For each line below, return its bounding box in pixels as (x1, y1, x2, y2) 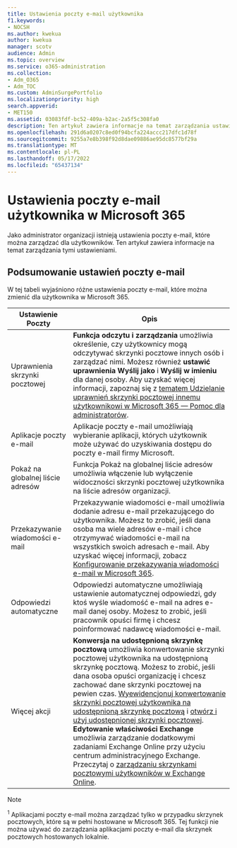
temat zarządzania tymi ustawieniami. (7, 246, 118, 254)
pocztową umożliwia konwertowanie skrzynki (73, 644, 224, 654)
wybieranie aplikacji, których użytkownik (73, 430, 207, 440)
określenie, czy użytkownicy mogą (73, 339, 188, 349)
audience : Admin (7, 50, 55, 57)
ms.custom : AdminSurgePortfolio (7, 89, 102, 96)
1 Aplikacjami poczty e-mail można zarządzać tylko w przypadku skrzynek (7, 808, 224, 818)
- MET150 (7, 109, 33, 116)
